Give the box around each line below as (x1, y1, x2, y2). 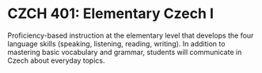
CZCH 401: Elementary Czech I (7, 5, 215, 23)
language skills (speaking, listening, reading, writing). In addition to (7, 38, 226, 48)
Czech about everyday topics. (7, 56, 105, 65)
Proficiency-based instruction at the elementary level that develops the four (7, 31, 254, 40)
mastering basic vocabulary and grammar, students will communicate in (7, 47, 242, 57)
